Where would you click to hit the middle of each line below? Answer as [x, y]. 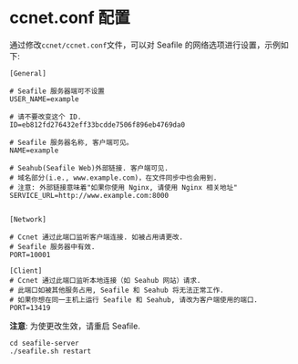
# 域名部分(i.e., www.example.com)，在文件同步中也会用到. [113, 178]
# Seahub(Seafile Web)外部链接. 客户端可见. [89, 168]
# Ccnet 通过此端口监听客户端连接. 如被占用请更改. [97, 237]
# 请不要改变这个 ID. [46, 117]
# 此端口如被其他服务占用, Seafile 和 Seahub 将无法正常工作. [117, 290]
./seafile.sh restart [51, 351]
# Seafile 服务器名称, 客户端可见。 [72, 142]
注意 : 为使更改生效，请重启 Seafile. [75, 326]
